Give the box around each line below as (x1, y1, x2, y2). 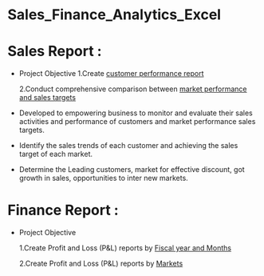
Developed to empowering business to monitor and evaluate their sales (18, 108, 253, 118)
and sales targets (18, 93, 77, 102)
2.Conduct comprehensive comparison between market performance (18, 84, 248, 94)
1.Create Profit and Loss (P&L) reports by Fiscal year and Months (18, 243, 232, 253)
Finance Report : (7, 202, 119, 219)
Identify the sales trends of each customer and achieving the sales (18, 141, 238, 150)
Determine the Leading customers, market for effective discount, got (18, 165, 245, 174)
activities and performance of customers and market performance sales (18, 117, 256, 126)
